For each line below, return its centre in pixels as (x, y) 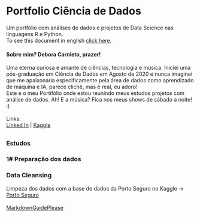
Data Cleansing (29, 176)
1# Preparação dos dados (44, 159)
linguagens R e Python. (35, 34)
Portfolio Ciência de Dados (74, 11)
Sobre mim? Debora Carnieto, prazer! (54, 54)
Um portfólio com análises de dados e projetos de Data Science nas (90, 28)
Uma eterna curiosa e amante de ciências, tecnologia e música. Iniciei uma (99, 68)
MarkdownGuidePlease (35, 207)
